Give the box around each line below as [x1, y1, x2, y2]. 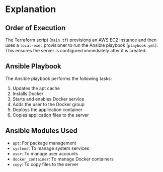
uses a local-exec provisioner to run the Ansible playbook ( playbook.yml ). [5, 42, 158, 48]
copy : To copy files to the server [12, 161, 79, 167]
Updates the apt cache [12, 85, 60, 91]
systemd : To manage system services [12, 145, 90, 151]
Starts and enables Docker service [12, 96, 85, 102]
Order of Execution [5, 24, 66, 32]
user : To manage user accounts [12, 150, 78, 156]
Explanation [5, 4, 56, 15]
